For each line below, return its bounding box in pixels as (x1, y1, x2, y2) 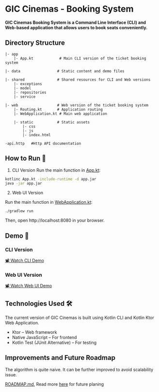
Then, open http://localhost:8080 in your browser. (5, 217, 105, 223)
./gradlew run (5, 209, 34, 214)
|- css (22, 124, 36, 129)
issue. (5, 372, 17, 377)
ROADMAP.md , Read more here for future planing (5, 381, 104, 387)
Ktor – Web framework (12, 329, 57, 335)
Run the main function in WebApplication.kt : (5, 199, 93, 205)
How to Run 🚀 (5, 154, 47, 162)
